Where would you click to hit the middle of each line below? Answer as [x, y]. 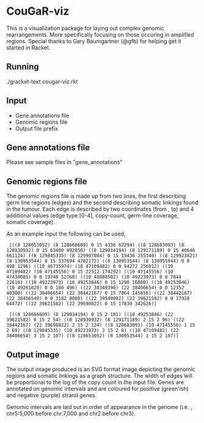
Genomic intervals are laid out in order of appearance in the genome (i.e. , [99, 407]
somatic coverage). [31, 222]
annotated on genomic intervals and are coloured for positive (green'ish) [98, 389]
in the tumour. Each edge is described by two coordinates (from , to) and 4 [100, 209]
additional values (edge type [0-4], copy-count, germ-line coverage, [93, 215]
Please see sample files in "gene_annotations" [65, 162]
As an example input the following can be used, [66, 234]
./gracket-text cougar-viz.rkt [42, 81]
